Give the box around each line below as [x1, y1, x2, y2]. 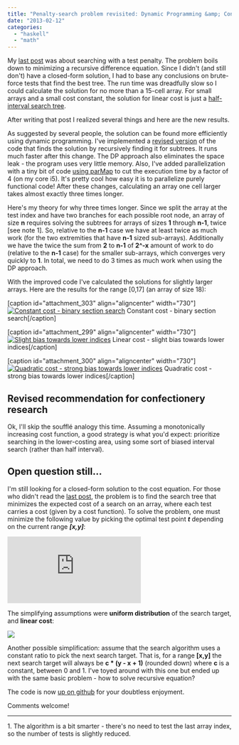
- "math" [14, 37, 40, 44]
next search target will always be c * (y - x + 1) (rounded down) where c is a [7, 658, 230, 667]
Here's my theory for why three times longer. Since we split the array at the [7, 203, 228, 212]
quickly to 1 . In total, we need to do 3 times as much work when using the [7, 257, 223, 265]
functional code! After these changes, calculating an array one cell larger [7, 182, 221, 191]
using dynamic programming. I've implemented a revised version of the [7, 136, 216, 146]
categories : [7, 23, 43, 31]
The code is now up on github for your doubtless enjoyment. [7, 687, 185, 696]
